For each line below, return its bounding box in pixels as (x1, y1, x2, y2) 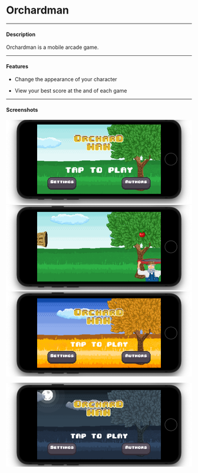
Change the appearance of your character (14, 76, 117, 83)
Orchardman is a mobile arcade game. (6, 44, 99, 51)
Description (6, 31, 36, 38)
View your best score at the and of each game (14, 87, 127, 94)
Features (6, 62, 28, 70)
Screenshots (6, 106, 38, 113)
